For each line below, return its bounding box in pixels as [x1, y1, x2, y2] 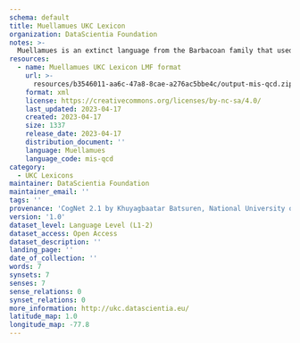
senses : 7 [9, 279, 46, 288]
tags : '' [9, 196, 42, 205]
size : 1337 [25, 121, 66, 130]
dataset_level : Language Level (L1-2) [9, 221, 154, 230]
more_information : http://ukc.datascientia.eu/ [9, 304, 190, 313]
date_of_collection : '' [9, 254, 98, 264]
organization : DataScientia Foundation [9, 29, 158, 38]
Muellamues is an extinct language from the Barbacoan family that [17, 46, 274, 55]
